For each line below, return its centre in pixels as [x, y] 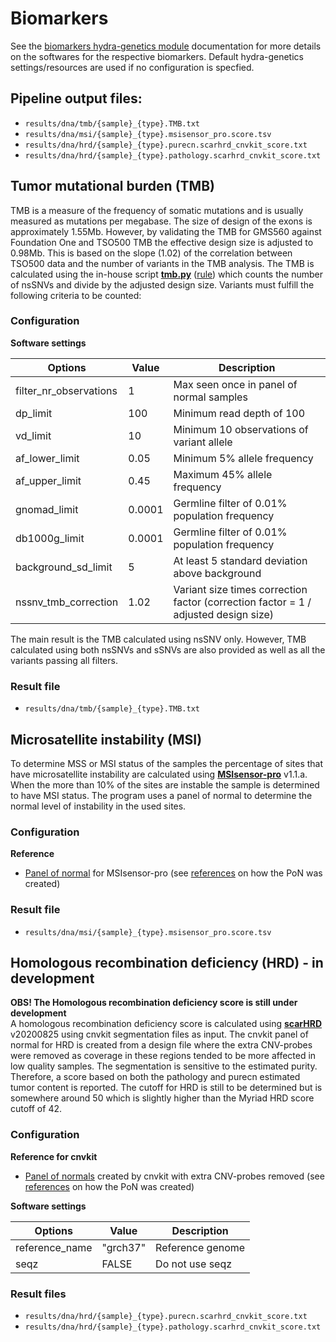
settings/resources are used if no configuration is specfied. [132, 67]
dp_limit [34, 413]
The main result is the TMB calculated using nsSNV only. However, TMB [158, 639]
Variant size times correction [240, 589]
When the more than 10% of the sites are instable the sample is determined [165, 784]
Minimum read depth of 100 [239, 413]
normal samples [210, 397]
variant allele [203, 442]
